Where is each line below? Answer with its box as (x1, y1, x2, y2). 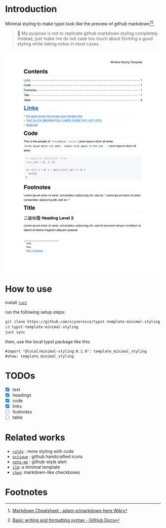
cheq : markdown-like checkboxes (12, 469, 81, 475)
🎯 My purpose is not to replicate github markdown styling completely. (17, 30, 159, 36)
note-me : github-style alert (12, 459, 67, 465)
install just (5, 300, 27, 306)
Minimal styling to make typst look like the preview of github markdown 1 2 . (5, 20, 155, 27)
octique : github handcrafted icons (12, 453, 83, 460)
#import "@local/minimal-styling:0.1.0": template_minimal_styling (5, 349, 147, 354)
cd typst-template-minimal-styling (5, 325, 79, 329)
